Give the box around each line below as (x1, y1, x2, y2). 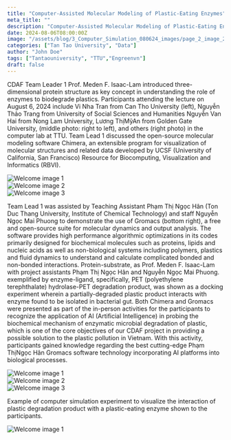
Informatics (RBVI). (7, 160, 60, 169)
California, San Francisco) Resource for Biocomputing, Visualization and (7, 153, 211, 162)
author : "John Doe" (7, 49, 63, 56)
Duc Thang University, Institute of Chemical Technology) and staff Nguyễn (7, 209, 219, 218)
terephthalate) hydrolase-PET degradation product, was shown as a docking (7, 282, 223, 291)
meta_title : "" (7, 17, 51, 23)
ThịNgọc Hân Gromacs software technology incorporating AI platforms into (7, 348, 220, 357)
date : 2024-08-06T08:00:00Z (7, 29, 88, 36)
